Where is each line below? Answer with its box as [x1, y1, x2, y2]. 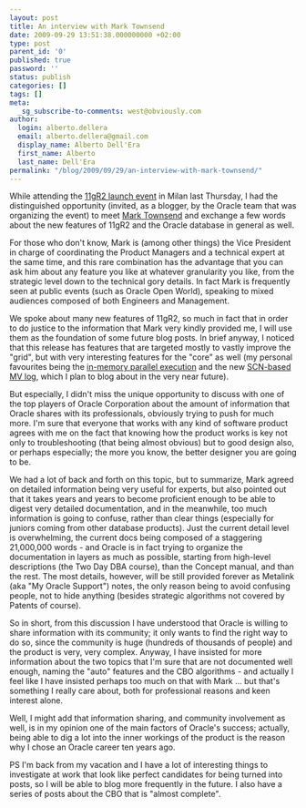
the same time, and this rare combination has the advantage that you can [9, 257, 284, 268]
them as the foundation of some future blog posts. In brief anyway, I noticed [9, 332, 295, 343]
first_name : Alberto [17, 148, 96, 158]
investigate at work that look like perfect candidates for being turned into [9, 769, 283, 780]
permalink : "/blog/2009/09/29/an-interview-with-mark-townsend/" [9, 166, 262, 175]
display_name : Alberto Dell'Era [17, 140, 141, 149]
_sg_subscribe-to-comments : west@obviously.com [17, 107, 202, 116]
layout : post [9, 13, 59, 23]
